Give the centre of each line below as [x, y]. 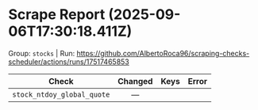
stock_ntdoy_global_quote [61, 94]
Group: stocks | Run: [42, 53]
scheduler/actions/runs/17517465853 [69, 62]
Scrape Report [57, 15]
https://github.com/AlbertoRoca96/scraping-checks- [163, 53]
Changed [135, 81]
